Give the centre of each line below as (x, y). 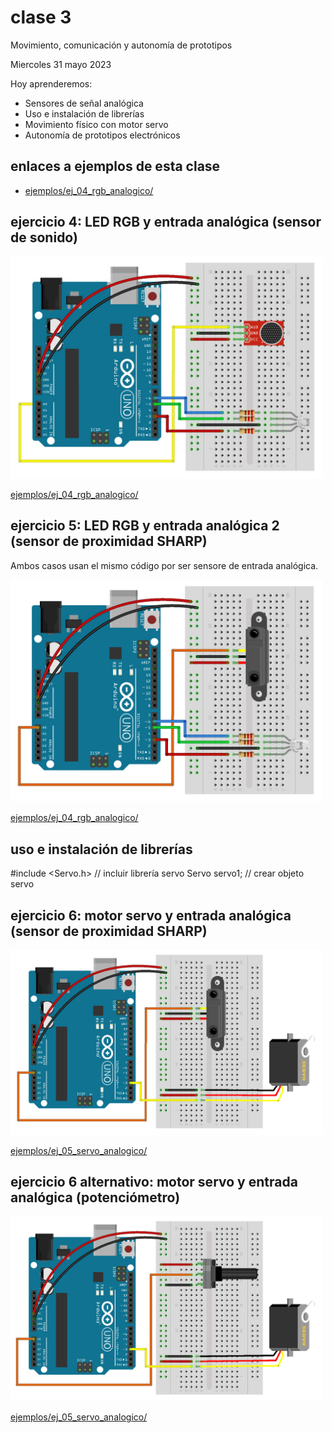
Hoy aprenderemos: (51, 83)
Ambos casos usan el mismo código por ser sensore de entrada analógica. (164, 565)
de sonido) (44, 237)
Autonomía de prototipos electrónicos (102, 135)
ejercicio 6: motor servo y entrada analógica (151, 915)
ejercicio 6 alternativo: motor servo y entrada (154, 1182)
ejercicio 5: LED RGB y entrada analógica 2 (145, 526)
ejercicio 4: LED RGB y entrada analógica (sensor (166, 222)
